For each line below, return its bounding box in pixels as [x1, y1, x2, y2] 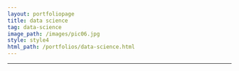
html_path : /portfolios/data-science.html [7, 43, 135, 50]
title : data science [7, 17, 69, 24]
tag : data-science [7, 23, 62, 31]
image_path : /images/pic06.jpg [7, 30, 100, 38]
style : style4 [7, 37, 50, 44]
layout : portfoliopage [7, 10, 75, 18]
